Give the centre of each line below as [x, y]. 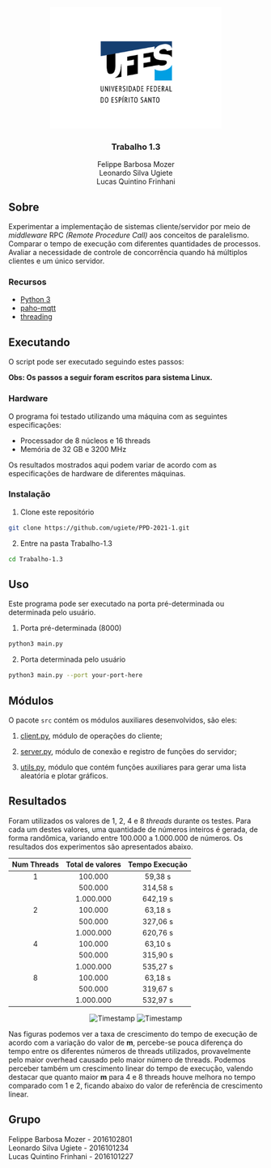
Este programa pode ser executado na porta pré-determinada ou [116, 604]
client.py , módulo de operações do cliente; [91, 735]
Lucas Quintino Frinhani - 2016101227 [71, 1156]
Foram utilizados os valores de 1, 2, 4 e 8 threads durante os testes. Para [130, 821]
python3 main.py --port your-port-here [76, 676]
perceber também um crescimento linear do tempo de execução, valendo [131, 1068]
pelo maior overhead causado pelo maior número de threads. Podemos [127, 1059]
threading [36, 317]
